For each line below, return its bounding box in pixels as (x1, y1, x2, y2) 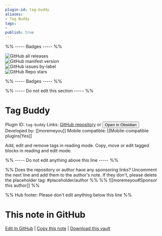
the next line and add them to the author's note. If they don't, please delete (5, 172, 157, 177)
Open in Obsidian (104, 122, 137, 127)
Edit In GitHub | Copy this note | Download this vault (5, 225, 111, 231)
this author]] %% (5, 182, 40, 188)
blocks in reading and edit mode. (5, 147, 72, 153)
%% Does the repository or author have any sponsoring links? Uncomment (5, 167, 157, 173)
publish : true (5, 30, 34, 35)
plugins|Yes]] (5, 133, 32, 139)
